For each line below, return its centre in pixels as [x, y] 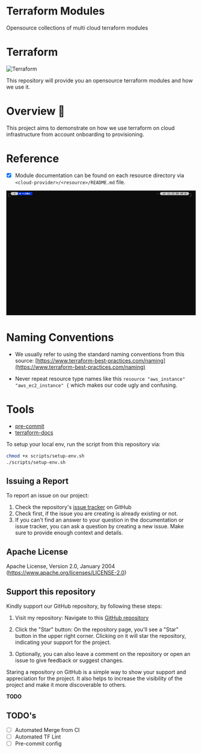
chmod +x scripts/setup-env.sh [45, 456]
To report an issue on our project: [47, 496]
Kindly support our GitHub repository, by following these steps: [84, 606]
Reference [32, 158]
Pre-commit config [38, 744]
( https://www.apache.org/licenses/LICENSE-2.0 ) [66, 573]
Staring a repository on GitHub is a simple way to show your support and [96, 672]
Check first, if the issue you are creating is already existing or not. [96, 514]
